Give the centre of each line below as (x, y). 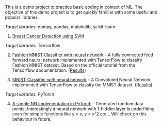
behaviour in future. (32, 119)
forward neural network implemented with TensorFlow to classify (77, 60)
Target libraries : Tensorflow (33, 45)
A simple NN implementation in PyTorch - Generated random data (78, 103)
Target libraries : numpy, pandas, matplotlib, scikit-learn (60, 27)
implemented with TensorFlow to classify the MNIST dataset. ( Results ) (82, 85)
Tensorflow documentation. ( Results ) (49, 70)
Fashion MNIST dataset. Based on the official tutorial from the (74, 65)
